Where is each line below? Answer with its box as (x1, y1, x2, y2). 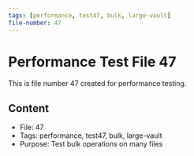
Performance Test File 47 (8, 53, 177, 71)
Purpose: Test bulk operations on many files (19, 139, 163, 149)
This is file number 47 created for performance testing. (8, 79, 187, 88)
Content (8, 102, 50, 115)
